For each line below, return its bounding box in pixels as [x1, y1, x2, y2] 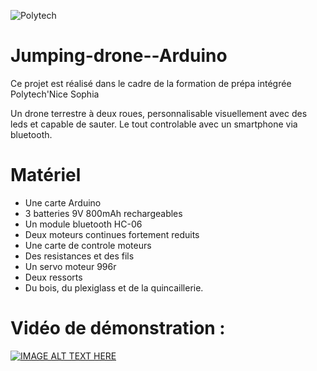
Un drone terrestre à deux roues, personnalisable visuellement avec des [10, 107, 308, 119]
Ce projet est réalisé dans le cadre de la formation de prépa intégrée [10, 77, 292, 89]
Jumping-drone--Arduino [10, 45, 228, 67]
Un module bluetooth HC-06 [24, 218, 143, 230]
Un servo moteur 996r [24, 260, 117, 272]
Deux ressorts [24, 271, 83, 283]
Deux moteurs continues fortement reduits [24, 228, 200, 240]
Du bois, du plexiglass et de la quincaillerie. [24, 281, 204, 294]
